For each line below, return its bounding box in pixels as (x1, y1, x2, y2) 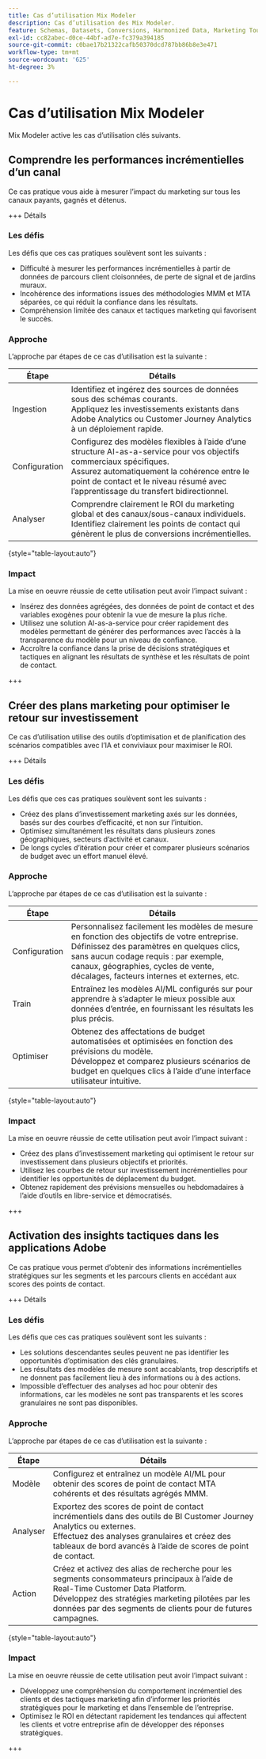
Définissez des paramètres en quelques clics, (70, 940, 240, 952)
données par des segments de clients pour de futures (52, 1602, 253, 1613)
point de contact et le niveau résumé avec (70, 476, 227, 487)
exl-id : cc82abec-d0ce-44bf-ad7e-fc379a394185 (8, 33, 165, 42)
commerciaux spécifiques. (70, 456, 170, 467)
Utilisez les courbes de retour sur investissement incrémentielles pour (19, 1165, 248, 1176)
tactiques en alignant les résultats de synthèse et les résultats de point (19, 652, 250, 662)
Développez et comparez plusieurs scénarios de (70, 1055, 251, 1066)
